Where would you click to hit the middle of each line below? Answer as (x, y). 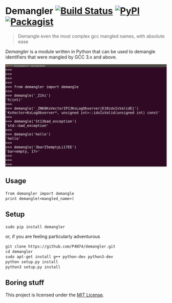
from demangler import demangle (40, 193)
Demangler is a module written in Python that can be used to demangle (80, 51)
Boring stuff (25, 282)
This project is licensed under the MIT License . (55, 295)
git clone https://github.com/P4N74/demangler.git (60, 247)
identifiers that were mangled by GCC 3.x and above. (61, 57)
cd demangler (19, 252)
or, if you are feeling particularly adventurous (53, 236)
